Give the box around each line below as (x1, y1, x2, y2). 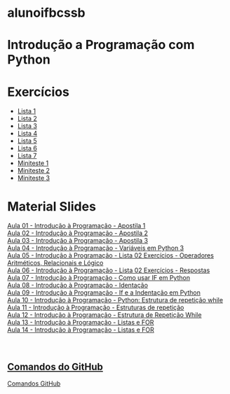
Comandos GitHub (7, 379, 61, 388)
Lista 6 (17, 144, 37, 153)
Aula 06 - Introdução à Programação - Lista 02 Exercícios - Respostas (7, 266, 210, 274)
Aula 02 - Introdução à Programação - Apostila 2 (7, 229, 149, 237)
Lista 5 (17, 136, 37, 145)
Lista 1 (17, 107, 36, 115)
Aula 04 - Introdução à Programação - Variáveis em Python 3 (7, 244, 184, 253)
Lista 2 (17, 114, 37, 123)
